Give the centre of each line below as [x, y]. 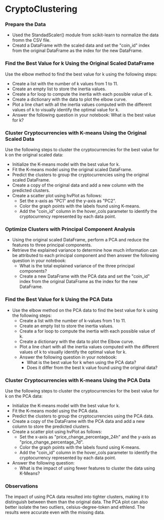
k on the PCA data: [24, 396]
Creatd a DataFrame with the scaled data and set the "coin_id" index [81, 46]
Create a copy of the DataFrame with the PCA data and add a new [78, 421]
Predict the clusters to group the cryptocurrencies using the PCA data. [83, 416]
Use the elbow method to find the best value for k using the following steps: [81, 74]
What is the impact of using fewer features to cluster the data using [87, 468]
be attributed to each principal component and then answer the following [85, 256]
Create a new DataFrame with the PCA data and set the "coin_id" [85, 276]
